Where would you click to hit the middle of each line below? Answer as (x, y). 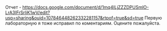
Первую (153, 18)
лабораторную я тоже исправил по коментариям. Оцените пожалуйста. (83, 23)
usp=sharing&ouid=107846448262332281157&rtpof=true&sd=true (74, 18)
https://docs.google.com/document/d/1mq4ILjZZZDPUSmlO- (86, 7)
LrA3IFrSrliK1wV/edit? (28, 12)
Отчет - (13, 7)
